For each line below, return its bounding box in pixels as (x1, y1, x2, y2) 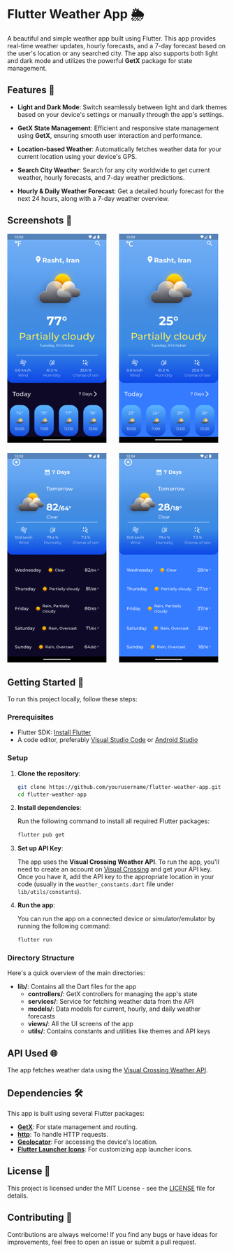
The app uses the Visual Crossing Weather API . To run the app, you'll (17, 857, 220, 866)
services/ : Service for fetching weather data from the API (27, 997, 194, 1006)
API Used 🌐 (7, 1047, 58, 1059)
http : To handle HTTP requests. (17, 1130, 108, 1139)
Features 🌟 (7, 84, 55, 96)
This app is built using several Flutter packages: (7, 1109, 145, 1118)
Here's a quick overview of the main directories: (7, 969, 145, 977)
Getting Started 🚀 (7, 676, 85, 688)
